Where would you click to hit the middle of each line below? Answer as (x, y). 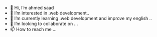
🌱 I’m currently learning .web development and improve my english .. (81, 18)
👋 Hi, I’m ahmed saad (32, 8)
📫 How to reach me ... (33, 29)
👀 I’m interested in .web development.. (49, 13)
